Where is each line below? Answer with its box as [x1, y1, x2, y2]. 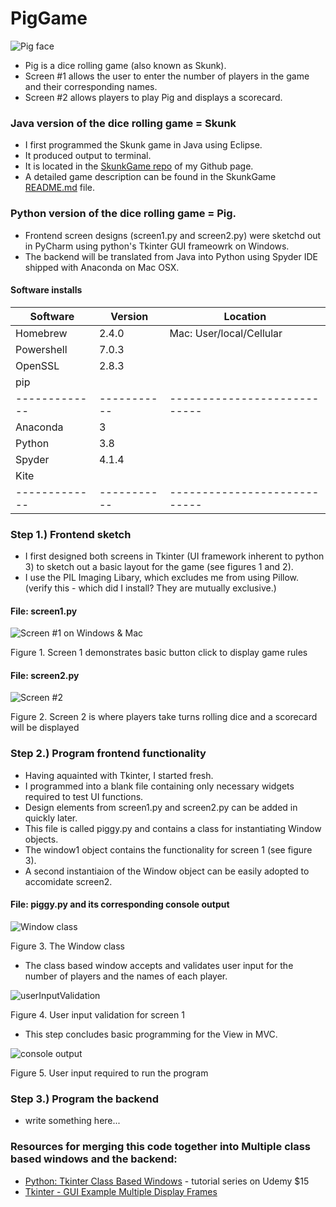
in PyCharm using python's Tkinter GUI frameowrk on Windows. [24, 240, 290, 252]
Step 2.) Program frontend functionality [10, 747, 207, 761]
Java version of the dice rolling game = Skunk [10, 116, 237, 130]
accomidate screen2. [24, 875, 113, 887]
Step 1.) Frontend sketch [10, 527, 132, 541]
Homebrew [15, 326, 68, 340]
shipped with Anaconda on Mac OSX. [24, 261, 180, 273]
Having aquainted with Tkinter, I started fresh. [24, 769, 214, 781]
